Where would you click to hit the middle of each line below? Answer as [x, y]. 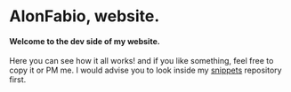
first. [18, 80]
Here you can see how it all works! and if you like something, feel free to [141, 61]
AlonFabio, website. [85, 16]
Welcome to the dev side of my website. [85, 41]
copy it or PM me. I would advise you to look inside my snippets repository [145, 70]
